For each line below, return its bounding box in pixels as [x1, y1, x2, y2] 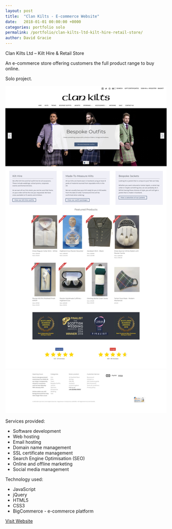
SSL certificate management [12, 450, 73, 456]
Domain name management [12, 444, 71, 450]
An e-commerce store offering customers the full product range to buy [5, 60, 155, 66]
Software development [12, 428, 61, 434]
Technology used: [5, 476, 44, 482]
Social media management [12, 466, 69, 472]
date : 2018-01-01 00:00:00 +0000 [5, 19, 81, 24]
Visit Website [5, 518, 33, 524]
